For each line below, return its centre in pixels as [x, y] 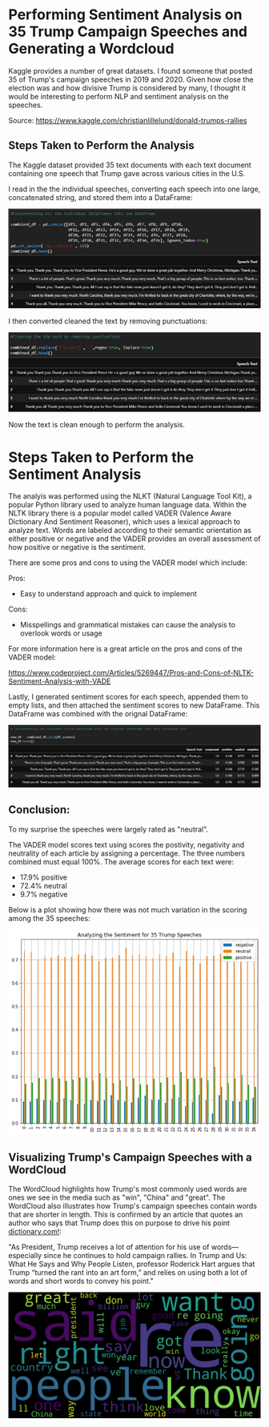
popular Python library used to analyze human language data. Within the [127, 505]
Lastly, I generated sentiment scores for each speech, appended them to [128, 697]
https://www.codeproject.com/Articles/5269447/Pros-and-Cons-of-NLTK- [131, 673]
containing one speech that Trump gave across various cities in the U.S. [127, 173]
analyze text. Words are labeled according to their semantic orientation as [130, 531]
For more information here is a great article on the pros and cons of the [125, 649]
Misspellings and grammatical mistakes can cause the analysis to [128, 625]
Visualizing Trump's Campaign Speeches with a [130, 1157]
